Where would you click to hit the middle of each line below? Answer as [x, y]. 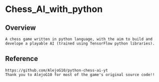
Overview [21, 28]
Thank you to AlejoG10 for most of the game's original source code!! [80, 74]
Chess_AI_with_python [54, 9]
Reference [22, 59]
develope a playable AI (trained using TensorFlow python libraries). [80, 43]
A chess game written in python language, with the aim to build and [79, 39]
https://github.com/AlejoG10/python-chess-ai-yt [57, 70]
